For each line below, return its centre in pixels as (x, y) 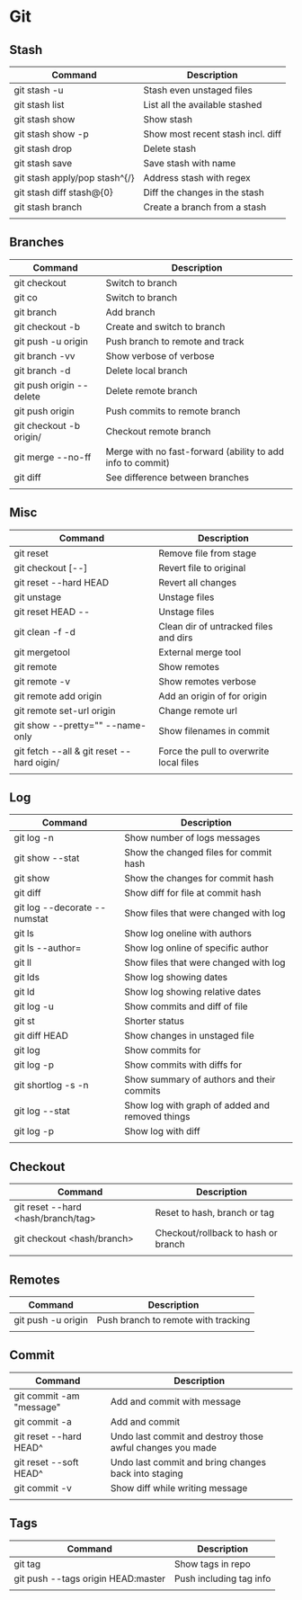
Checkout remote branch (158, 431)
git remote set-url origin (65, 711)
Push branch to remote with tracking (173, 1320)
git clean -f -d (45, 631)
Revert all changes (197, 582)
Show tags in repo (213, 1564)
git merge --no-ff (53, 457)
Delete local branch (147, 371)
